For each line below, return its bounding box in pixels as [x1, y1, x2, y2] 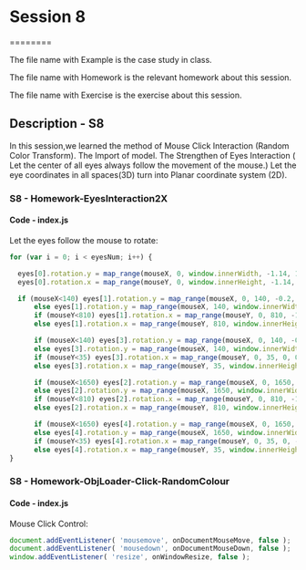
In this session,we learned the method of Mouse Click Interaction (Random [9, 140, 290, 151]
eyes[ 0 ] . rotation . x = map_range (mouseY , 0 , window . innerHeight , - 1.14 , [17, 277, 296, 286]
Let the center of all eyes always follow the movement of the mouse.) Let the [9, 160, 297, 171]
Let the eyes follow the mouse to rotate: [9, 234, 158, 245]
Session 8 [9, 6, 87, 27]
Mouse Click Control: [9, 518, 88, 529]
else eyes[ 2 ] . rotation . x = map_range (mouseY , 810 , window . [33, 403, 263, 412]
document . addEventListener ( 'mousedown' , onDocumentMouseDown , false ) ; [9, 544, 291, 554]
